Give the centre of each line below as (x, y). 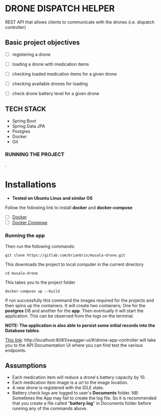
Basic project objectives (42, 43)
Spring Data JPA (29, 126)
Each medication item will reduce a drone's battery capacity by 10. (79, 377)
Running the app (25, 236)
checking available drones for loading (50, 83)
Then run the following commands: (40, 246)
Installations (31, 185)
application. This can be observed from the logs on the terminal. (70, 316)
